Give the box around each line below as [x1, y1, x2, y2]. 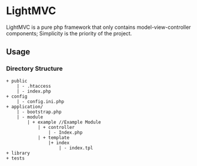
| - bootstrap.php [16, 109, 62, 115]
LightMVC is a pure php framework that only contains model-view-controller [6, 24, 191, 31]
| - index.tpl [58, 145, 94, 151]
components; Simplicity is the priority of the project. [6, 29, 132, 36]
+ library [6, 150, 31, 156]
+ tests [6, 155, 25, 161]
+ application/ [6, 104, 44, 109]
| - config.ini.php [16, 98, 65, 104]
